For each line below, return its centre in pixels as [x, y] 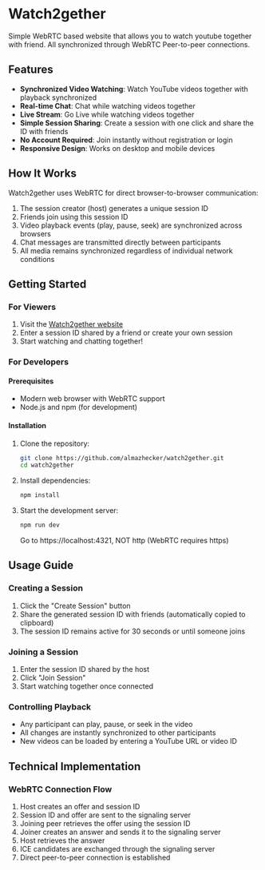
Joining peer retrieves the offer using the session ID [105, 824]
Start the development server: [69, 510]
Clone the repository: [55, 443]
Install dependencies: [55, 481]
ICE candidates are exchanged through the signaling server [117, 849]
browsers [36, 233]
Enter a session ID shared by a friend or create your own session [126, 333]
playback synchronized [58, 97]
